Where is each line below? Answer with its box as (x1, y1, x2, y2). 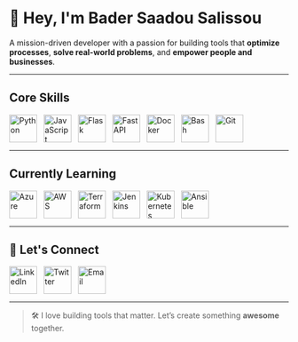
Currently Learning (9, 166, 117, 181)
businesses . (9, 56, 56, 67)
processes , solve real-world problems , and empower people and (9, 46, 253, 57)
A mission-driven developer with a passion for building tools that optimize (9, 37, 280, 48)
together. (30, 323, 65, 334)
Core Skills (9, 91, 70, 106)
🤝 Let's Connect (9, 242, 99, 257)
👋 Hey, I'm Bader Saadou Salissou (9, 8, 263, 28)
